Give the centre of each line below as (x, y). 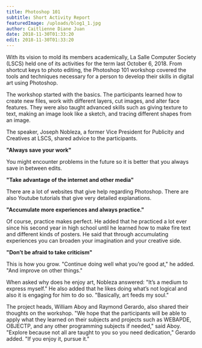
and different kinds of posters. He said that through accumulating (87, 234)
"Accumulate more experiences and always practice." (75, 210)
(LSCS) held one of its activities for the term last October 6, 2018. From (94, 63)
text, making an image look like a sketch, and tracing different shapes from (99, 114)
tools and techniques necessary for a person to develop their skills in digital (100, 76)
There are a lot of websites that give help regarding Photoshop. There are (97, 192)
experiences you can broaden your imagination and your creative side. (94, 240)
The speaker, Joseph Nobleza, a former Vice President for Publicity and (95, 132)
